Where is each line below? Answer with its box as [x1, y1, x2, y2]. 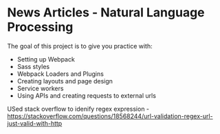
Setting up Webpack [16, 55, 76, 63]
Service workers [16, 84, 64, 92]
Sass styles [16, 62, 50, 70]
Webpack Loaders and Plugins [16, 70, 104, 78]
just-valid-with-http [7, 119, 63, 127]
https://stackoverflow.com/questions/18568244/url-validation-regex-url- [7, 111, 213, 120]
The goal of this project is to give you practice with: [7, 42, 153, 50]
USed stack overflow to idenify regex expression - [7, 105, 150, 113]
